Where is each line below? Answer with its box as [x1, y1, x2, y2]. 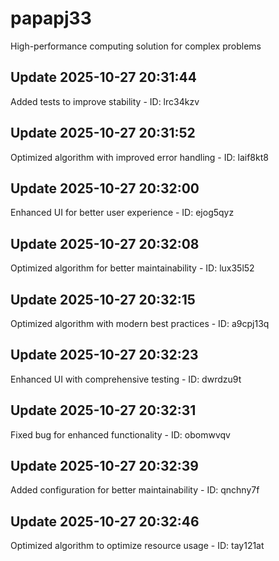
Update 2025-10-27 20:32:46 [10, 513, 200, 530]
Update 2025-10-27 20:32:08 [10, 235, 200, 252]
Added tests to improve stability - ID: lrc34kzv [10, 95, 200, 107]
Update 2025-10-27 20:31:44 [10, 69, 197, 86]
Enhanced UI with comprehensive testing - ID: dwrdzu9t [10, 373, 242, 385]
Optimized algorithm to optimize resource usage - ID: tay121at [10, 540, 265, 552]
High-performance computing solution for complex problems [10, 40, 262, 52]
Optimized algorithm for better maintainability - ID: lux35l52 [10, 262, 255, 274]
